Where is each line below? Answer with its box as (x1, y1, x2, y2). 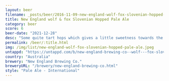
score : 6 (5, 26, 24, 31)
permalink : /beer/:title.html (5, 40, 69, 45)
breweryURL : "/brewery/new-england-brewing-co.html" (5, 63, 118, 68)
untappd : (5, 49, 24, 54)
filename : (5, 12, 26, 17)
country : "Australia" (5, 54, 51, 59)
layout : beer (5, 7, 33, 13)
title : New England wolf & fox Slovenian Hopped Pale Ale (5, 17, 129, 22)
